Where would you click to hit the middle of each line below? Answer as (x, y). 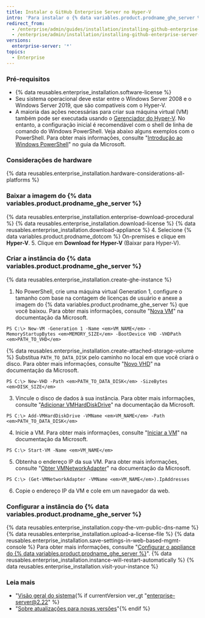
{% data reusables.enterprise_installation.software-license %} (93, 92)
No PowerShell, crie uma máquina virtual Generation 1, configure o (99, 291)
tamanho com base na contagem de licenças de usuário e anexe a (99, 298)
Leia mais (21, 583)
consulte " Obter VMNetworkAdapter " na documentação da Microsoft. (103, 468)
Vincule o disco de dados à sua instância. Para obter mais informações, (105, 398)
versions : (19, 40)
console (16, 547)
